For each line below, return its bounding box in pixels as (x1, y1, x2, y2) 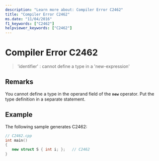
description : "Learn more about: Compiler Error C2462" (5, 7, 123, 12)
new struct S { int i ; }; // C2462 (11, 147, 90, 152)
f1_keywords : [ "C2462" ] (5, 21, 55, 26)
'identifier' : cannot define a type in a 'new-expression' (17, 63, 130, 69)
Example (5, 110, 33, 119)
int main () (5, 138, 28, 143)
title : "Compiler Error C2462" (5, 12, 70, 17)
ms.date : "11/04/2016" (5, 16, 52, 21)
